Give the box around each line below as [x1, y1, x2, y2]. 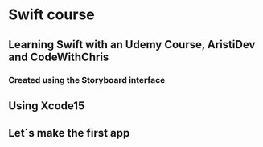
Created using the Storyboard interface [8, 74, 166, 85]
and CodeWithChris [8, 50, 109, 63]
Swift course [8, 6, 95, 24]
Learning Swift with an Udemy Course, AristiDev [8, 38, 256, 51]
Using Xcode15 [8, 99, 85, 112]
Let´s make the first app [8, 126, 130, 140]
